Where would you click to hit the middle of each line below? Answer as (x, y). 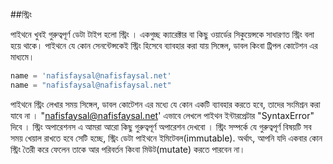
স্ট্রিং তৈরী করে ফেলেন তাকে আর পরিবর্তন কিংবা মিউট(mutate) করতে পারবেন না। (128, 149)
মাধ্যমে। (22, 57)
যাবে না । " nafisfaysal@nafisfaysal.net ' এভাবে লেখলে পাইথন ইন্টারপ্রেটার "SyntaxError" (162, 115)
